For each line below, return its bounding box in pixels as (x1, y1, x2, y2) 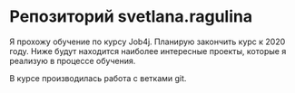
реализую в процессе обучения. (9, 55, 136, 66)
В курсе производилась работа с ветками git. (9, 72, 187, 83)
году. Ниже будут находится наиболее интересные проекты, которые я (9, 45, 287, 56)
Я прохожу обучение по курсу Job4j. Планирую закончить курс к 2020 (9, 36, 286, 47)
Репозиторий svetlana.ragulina (9, 6, 252, 27)
